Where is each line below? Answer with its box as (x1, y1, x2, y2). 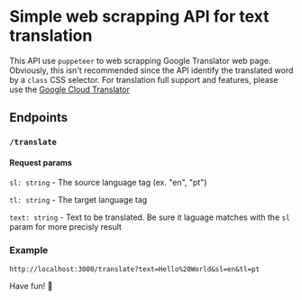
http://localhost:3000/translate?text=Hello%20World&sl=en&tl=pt (9, 264, 260, 274)
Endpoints (9, 110, 69, 125)
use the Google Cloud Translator (9, 84, 131, 95)
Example (9, 244, 49, 257)
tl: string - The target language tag (9, 195, 148, 205)
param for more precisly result (9, 222, 122, 232)
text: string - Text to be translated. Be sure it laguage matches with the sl (9, 212, 290, 223)
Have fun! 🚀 (9, 280, 53, 291)
